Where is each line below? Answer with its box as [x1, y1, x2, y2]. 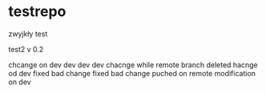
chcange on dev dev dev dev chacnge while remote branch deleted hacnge [8, 59, 258, 70]
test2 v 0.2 [8, 44, 44, 54]
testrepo [8, 2, 66, 21]
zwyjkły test [8, 29, 48, 38]
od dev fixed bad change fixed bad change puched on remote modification [8, 68, 256, 78]
